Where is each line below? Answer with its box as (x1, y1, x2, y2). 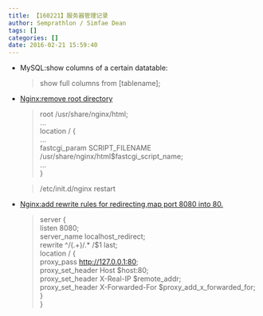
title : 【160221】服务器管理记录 (8, 11, 109, 20)
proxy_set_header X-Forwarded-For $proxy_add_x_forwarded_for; (39, 283, 257, 292)
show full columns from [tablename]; (39, 79, 161, 88)
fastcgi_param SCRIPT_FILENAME (39, 143, 151, 153)
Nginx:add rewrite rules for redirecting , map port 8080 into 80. (19, 200, 224, 209)
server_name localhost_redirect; (39, 232, 146, 241)
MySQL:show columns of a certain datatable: (19, 63, 168, 72)
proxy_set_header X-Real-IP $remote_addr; (39, 274, 182, 283)
